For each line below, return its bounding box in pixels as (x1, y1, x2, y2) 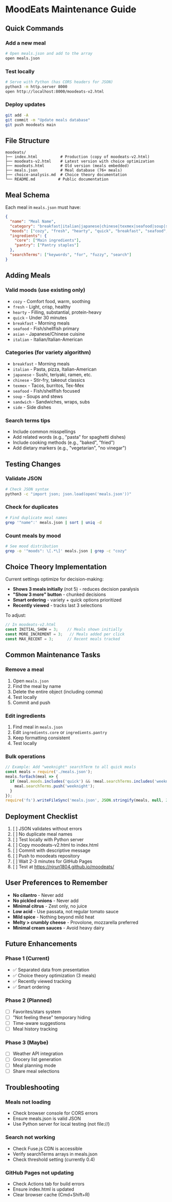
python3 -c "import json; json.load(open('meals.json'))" (5, 491, 132, 497)
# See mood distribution (5, 544, 58, 549)
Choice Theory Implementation (5, 563, 107, 571)
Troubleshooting (5, 1083, 60, 1092)
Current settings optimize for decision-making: (5, 576, 104, 582)
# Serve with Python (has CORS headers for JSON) (5, 79, 114, 84)
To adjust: (5, 612, 27, 618)
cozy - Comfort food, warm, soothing (12, 298, 91, 304)
